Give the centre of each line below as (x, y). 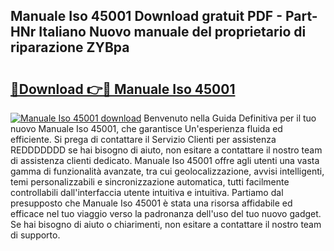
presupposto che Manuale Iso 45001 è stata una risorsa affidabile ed (151, 203)
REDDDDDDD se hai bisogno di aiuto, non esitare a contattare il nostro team (166, 150)
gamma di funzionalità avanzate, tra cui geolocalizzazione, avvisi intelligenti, (167, 171)
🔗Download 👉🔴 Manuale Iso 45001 (123, 89)
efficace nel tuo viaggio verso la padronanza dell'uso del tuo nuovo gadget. (166, 213)
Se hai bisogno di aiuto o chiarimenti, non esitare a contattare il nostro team (166, 224)
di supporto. (35, 235)
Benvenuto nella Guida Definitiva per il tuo (230, 118)
